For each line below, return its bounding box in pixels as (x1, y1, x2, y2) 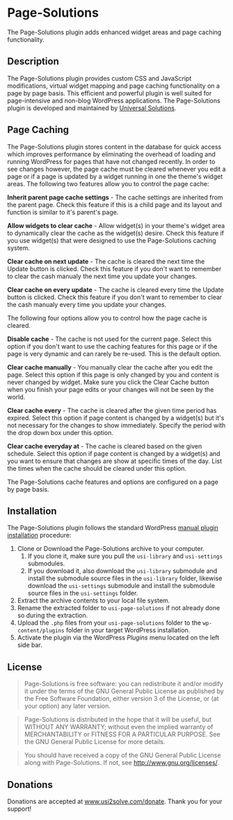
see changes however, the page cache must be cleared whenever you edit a (7, 165, 226, 173)
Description (7, 56, 59, 68)
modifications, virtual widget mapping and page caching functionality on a (7, 82, 220, 90)
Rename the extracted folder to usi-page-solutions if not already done (17, 604, 220, 612)
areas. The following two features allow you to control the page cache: (7, 179, 210, 188)
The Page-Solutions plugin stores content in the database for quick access (7, 142, 222, 151)
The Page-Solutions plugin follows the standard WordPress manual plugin (7, 524, 219, 532)
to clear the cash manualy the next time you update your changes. (7, 272, 197, 280)
